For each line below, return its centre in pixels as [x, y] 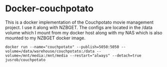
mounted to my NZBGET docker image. [45, 38]
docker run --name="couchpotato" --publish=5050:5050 [62, 47]
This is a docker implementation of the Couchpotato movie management [79, 22]
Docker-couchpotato [49, 9]
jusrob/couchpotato [25, 60]
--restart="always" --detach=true [105, 55]
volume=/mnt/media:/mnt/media [37, 55]
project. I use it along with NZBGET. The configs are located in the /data [79, 27]
